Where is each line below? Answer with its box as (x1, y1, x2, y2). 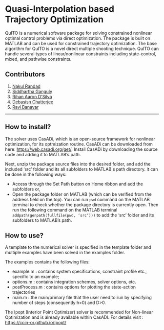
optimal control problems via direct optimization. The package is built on (5, 35, 150, 41)
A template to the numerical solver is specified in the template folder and (5, 244, 151, 250)
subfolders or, (12, 186, 41, 192)
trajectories (12, 289, 36, 295)
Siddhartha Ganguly (12, 88, 53, 94)
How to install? (5, 123, 51, 131)
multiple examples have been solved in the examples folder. (5, 250, 125, 256)
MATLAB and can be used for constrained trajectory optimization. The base (5, 40, 157, 46)
